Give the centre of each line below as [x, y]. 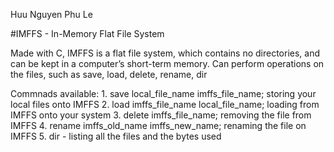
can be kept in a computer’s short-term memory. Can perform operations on [167, 63]
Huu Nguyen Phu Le [51, 14]
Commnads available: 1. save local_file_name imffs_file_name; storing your [163, 93]
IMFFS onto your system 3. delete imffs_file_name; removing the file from [161, 115]
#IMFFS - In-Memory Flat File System [87, 33]
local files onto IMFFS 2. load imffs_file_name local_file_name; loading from [165, 104]
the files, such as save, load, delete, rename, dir [109, 74]
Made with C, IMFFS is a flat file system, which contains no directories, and [165, 53]
